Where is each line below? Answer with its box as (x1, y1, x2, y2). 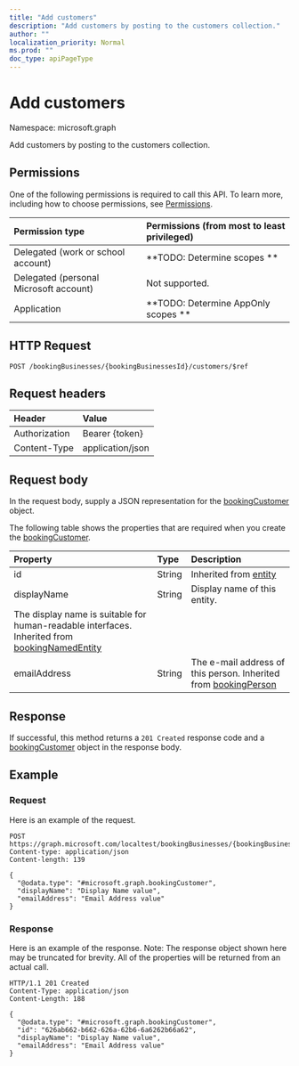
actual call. (9, 961, 49, 972)
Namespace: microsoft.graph (9, 122, 117, 133)
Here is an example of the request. (9, 814, 136, 825)
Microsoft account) (13, 282, 94, 295)
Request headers (9, 386, 107, 401)
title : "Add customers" (9, 12, 98, 22)
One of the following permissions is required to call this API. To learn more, (9, 189, 284, 199)
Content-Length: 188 (9, 994, 86, 1003)
